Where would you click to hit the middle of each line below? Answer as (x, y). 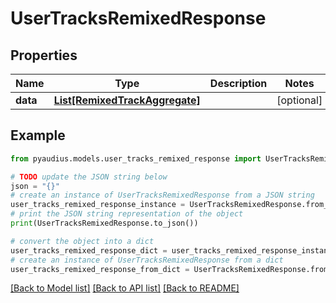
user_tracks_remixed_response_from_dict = (100, 269)
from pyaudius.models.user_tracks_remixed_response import (136, 158)
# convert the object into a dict (82, 241)
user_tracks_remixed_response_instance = (98, 205)
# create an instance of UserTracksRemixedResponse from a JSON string (162, 195)
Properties (44, 55)
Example (38, 135)
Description (238, 83)
